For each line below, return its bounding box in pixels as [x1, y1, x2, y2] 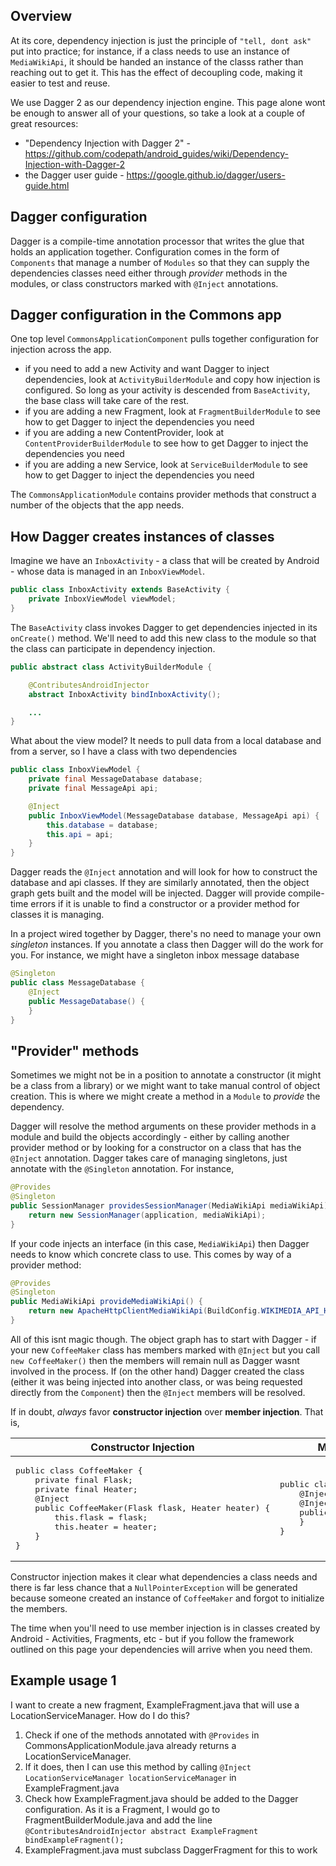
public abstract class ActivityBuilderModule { [10, 662, 213, 672]
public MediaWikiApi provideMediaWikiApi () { [10, 1297, 203, 1307]
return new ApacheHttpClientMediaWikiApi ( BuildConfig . [28, 1306, 262, 1316]
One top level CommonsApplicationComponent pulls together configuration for [10, 333, 320, 345]
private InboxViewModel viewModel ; [28, 594, 177, 604]
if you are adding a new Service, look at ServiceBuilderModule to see [24, 459, 308, 471]
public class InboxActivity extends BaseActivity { [10, 585, 230, 595]
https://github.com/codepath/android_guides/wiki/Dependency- [24, 147, 289, 159]
